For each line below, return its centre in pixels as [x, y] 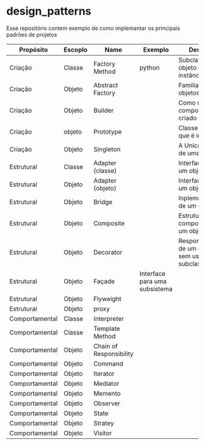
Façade [104, 281]
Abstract [106, 85]
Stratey [104, 423]
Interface [153, 273]
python [149, 67]
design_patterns [49, 11]
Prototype [108, 131]
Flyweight [108, 298]
